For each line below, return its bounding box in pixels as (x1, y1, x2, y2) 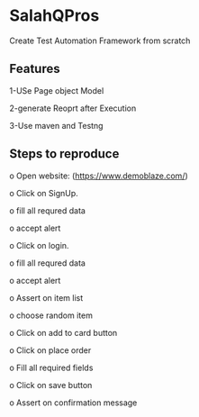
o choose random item (9, 310, 93, 321)
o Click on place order (9, 344, 92, 356)
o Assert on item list (9, 292, 84, 303)
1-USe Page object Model (9, 85, 104, 95)
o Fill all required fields (9, 362, 94, 373)
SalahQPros (9, 5, 100, 26)
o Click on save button (9, 379, 93, 390)
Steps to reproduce (9, 146, 120, 162)
